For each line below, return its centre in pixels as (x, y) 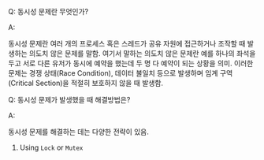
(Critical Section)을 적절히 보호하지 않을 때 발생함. (86, 83)
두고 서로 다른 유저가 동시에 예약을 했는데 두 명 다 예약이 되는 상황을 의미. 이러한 (131, 63)
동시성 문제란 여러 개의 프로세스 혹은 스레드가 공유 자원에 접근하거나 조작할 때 (127, 43)
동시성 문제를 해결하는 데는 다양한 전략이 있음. (79, 132)
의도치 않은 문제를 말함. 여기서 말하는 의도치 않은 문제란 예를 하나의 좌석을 (142, 53)
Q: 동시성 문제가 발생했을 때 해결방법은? (69, 100)
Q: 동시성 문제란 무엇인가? (48, 11)
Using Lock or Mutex (51, 147)
